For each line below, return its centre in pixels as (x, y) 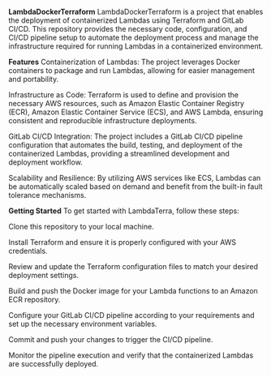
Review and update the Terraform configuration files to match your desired (133, 266)
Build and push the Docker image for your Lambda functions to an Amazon (133, 291)
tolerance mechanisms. (47, 195)
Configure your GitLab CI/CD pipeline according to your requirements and (131, 315)
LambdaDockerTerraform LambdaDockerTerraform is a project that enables (136, 12)
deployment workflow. (45, 162)
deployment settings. (44, 275)
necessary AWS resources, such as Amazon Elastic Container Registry (127, 103)
